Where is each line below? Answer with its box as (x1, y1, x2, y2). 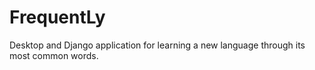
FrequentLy (9, 6, 106, 29)
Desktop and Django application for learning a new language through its (9, 39, 306, 51)
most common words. (9, 49, 99, 61)
